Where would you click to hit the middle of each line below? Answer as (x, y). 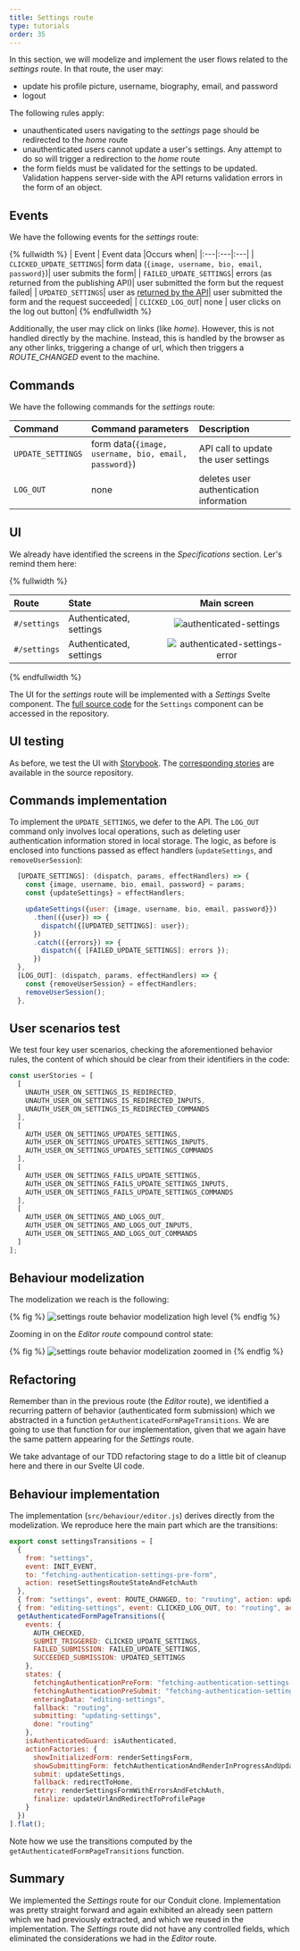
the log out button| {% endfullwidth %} (80, 311)
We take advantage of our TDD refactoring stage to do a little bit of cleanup (148, 1457)
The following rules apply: (57, 114)
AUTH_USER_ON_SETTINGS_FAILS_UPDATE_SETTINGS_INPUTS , (127, 1184)
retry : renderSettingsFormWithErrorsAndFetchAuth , (129, 1791)
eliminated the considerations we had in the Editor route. (113, 1938)
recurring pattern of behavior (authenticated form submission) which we (142, 1411)
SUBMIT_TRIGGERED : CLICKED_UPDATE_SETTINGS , (117, 1641)
